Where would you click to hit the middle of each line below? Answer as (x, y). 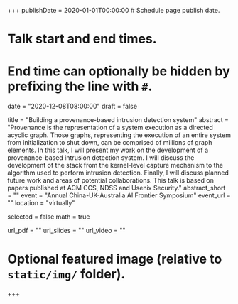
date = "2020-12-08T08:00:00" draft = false (72, 107)
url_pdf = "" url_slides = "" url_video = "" (66, 231)
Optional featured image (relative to (115, 259)
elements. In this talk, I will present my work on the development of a (108, 150)
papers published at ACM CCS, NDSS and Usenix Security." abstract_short (117, 188)
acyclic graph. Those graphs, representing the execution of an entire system (119, 135)
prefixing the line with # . (80, 86)
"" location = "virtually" (41, 203)
